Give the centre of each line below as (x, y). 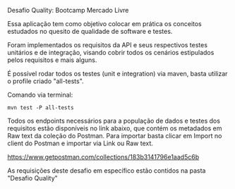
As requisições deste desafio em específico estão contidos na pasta (107, 171)
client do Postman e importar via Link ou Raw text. (80, 143)
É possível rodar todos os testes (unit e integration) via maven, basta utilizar (117, 74)
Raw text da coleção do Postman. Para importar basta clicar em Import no (115, 136)
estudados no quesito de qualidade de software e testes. (90, 31)
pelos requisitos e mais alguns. (52, 60)
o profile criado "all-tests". (46, 81)
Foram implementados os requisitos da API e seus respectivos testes (108, 45)
